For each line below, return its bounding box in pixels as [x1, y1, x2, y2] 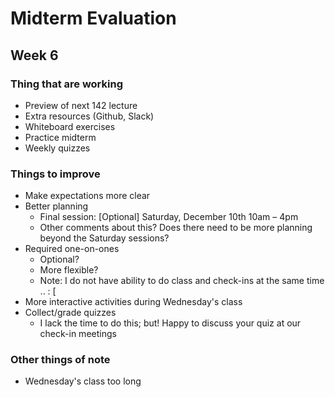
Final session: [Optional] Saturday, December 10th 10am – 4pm [39, 211, 299, 223]
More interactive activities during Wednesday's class [24, 296, 243, 308]
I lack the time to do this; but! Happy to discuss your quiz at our [39, 317, 302, 329]
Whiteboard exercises [24, 120, 116, 132]
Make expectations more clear [24, 190, 151, 202]
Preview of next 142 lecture [24, 99, 138, 111]
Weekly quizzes [24, 142, 91, 154]
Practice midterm [24, 131, 97, 143]
